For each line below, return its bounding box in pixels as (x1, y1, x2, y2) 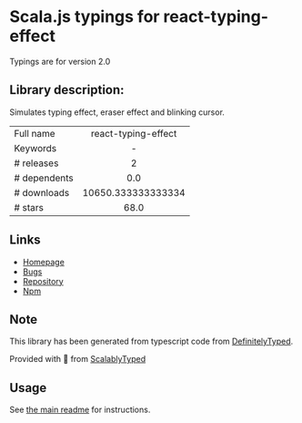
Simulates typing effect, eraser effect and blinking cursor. (9, 107, 226, 118)
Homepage (22, 256, 65, 267)
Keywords (14, 141, 57, 154)
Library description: (9, 82, 125, 98)
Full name (14, 127, 56, 139)
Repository (22, 275, 64, 286)
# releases (14, 157, 59, 170)
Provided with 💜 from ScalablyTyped (9, 354, 146, 365)
